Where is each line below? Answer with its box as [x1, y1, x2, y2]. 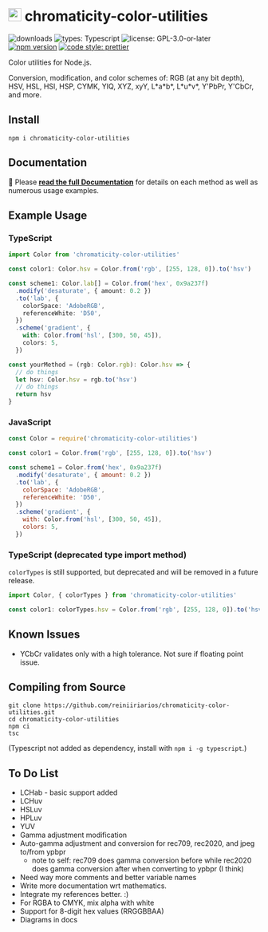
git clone [8, 701, 41, 709]
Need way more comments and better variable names [19, 873, 197, 883]
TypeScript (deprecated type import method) [8, 549, 187, 560]
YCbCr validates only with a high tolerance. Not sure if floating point [19, 649, 244, 658]
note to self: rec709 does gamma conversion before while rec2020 [31, 855, 252, 865]
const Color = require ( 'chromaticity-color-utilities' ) [8, 435, 198, 443]
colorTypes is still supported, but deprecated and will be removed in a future [8, 567, 258, 577]
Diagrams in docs [19, 915, 78, 925]
